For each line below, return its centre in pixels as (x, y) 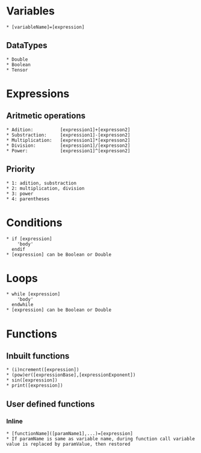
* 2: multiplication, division (45, 188)
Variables (31, 11)
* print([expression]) (35, 386)
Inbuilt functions (38, 356)
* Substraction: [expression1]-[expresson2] (68, 135)
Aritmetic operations (46, 116)
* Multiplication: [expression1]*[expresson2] (68, 140)
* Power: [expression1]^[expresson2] (68, 151)
